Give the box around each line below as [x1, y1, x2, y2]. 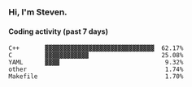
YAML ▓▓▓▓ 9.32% [8, 59, 184, 67]
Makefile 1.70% [8, 72, 184, 81]
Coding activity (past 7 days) [8, 27, 108, 36]
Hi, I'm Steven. [8, 6, 68, 18]
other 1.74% [8, 65, 184, 74]
